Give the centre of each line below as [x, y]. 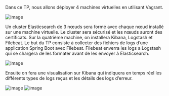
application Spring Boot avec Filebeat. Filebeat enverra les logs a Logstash [83, 48]
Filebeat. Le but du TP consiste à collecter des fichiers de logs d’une [77, 43]
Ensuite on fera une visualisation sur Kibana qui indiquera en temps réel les [83, 73]
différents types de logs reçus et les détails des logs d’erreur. [69, 78]
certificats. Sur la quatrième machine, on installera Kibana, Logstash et [79, 37]
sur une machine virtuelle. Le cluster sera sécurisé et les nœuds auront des [84, 32]
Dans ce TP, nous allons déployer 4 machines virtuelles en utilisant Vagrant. [84, 7]
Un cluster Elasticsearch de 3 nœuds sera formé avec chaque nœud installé [85, 27]
